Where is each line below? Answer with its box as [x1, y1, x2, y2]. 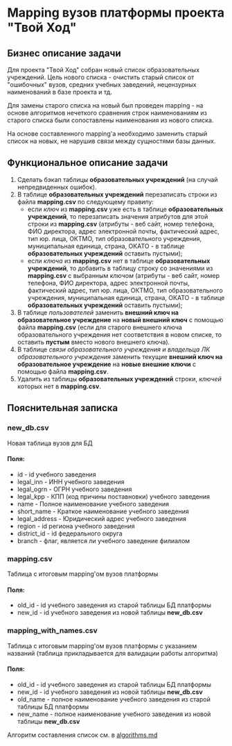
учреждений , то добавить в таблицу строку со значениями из [27, 264, 213, 272]
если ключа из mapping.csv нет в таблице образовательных [27, 256, 211, 265]
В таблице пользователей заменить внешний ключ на [17, 308, 179, 317]
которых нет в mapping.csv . [17, 382, 102, 390]
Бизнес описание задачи [7, 47, 121, 59]
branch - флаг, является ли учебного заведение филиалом [17, 536, 190, 545]
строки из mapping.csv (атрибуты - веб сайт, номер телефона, [27, 219, 215, 228]
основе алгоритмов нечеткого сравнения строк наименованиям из [7, 109, 208, 117]
